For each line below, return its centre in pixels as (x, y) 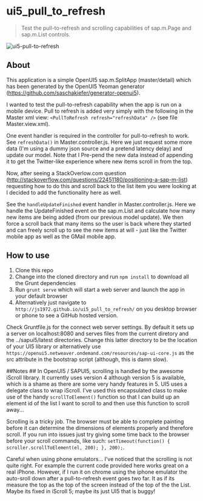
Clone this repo (34, 270)
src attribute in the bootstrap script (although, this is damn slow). (87, 359)
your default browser (41, 296)
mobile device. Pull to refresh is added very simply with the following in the (100, 111)
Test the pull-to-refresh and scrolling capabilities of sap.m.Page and (106, 28)
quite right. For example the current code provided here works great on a (98, 465)
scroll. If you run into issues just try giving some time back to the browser (98, 434)
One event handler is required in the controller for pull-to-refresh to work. (98, 135)
